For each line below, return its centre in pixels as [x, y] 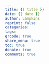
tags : [10, 32]
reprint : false [20, 23]
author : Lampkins [23, 18]
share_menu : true [23, 41]
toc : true [15, 45]
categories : [17, 27]
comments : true [20, 54]
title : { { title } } [25, 9]
